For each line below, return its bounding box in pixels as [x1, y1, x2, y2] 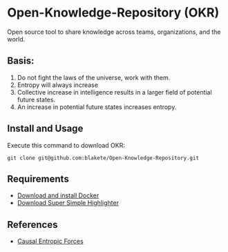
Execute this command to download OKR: [7, 141, 126, 149]
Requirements [7, 173, 69, 184]
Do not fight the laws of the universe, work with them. [17, 73, 171, 81]
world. [7, 35, 26, 43]
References [7, 219, 58, 231]
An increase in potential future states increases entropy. [17, 102, 177, 111]
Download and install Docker [17, 191, 99, 200]
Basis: [7, 55, 35, 67]
